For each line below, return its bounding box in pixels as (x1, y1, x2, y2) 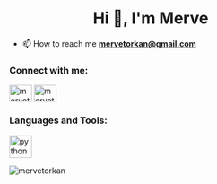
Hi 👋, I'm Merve (92, 8, 209, 29)
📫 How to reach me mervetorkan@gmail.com (22, 38, 197, 48)
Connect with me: (9, 64, 89, 76)
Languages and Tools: (9, 114, 108, 127)
